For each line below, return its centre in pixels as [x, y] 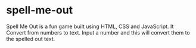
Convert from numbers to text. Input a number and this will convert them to [98, 32]
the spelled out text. [31, 39]
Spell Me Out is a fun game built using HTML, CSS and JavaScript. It [90, 26]
